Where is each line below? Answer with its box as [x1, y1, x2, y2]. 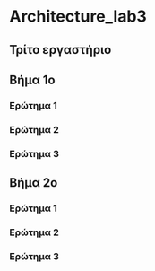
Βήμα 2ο [9, 175, 58, 190]
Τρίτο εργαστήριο [9, 42, 112, 57]
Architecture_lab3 [9, 6, 148, 27]
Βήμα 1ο [9, 72, 56, 87]
